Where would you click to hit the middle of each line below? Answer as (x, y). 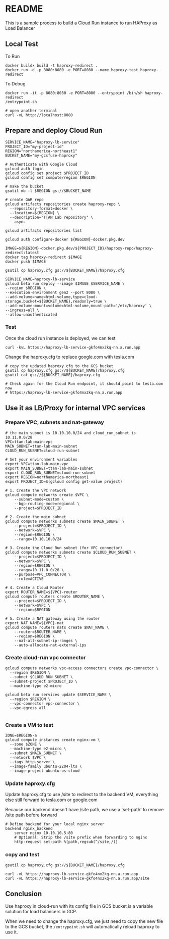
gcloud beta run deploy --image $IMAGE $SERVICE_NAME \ (65, 283)
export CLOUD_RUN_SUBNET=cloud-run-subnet (50, 473)
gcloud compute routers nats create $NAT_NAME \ (57, 627)
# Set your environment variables (41, 459)
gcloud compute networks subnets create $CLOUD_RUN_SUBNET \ (71, 552)
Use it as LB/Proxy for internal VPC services (75, 408)
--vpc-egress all (28, 708)
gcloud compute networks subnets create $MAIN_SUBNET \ (65, 521)
